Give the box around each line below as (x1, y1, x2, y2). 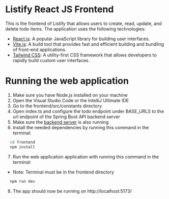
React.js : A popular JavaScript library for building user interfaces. (12, 36, 150, 42)
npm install (10, 144, 36, 150)
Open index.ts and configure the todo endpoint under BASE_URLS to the (12, 108, 164, 114)
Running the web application (5, 75, 129, 87)
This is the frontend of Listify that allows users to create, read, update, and (5, 20, 162, 26)
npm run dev (10, 179, 36, 184)
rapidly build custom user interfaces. (12, 57, 90, 63)
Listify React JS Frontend (5, 4, 114, 15)
